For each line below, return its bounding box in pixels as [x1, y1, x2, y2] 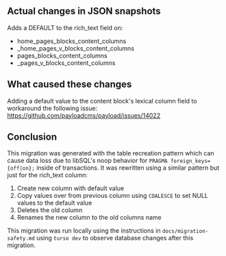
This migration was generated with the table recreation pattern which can [7, 149, 214, 157]
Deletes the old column [16, 206, 83, 214]
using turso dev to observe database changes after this [36, 234, 194, 242]
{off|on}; [7, 165, 36, 172]
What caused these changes [7, 79, 132, 90]
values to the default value [16, 199, 92, 207]
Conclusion [7, 131, 58, 143]
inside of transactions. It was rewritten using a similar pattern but [36, 164, 220, 172]
